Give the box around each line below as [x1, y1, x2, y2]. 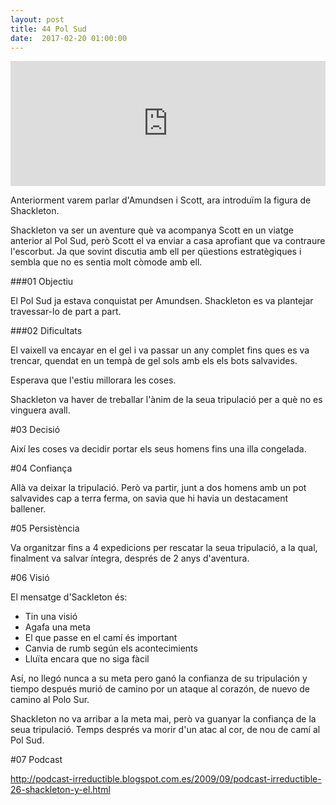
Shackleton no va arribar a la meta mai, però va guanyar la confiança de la [10, 713, 317, 725]
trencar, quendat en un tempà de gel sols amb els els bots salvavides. [10, 355, 298, 367]
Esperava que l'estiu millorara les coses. [10, 374, 177, 386]
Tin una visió [24, 611, 78, 623]
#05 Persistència [10, 522, 80, 535]
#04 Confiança [10, 462, 73, 475]
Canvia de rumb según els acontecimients [24, 642, 198, 655]
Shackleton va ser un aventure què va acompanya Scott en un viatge [10, 224, 294, 236]
